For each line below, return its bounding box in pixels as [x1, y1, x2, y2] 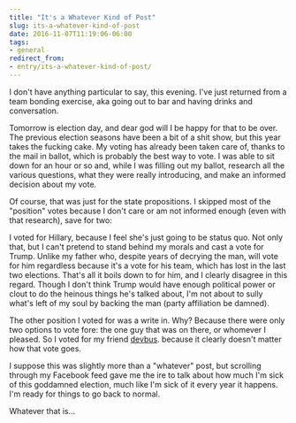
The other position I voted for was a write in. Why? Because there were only [9, 315, 285, 326]
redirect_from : [9, 54, 65, 63]
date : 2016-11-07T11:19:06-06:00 [9, 29, 133, 38]
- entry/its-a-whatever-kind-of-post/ [9, 63, 152, 72]
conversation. [9, 105, 59, 116]
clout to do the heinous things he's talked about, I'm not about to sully [9, 288, 263, 299]
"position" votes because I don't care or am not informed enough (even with [9, 205, 287, 216]
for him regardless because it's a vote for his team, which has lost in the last [9, 260, 286, 271]
